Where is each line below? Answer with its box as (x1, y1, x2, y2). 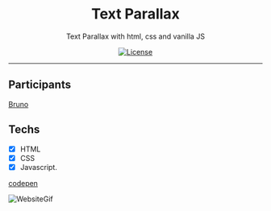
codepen (8, 178, 39, 188)
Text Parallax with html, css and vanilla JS (65, 31, 206, 41)
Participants (8, 78, 71, 92)
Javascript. (19, 162, 58, 172)
